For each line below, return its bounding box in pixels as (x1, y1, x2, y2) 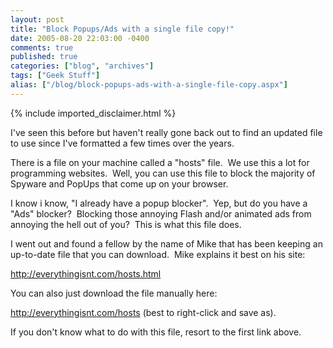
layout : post (10, 14, 65, 25)
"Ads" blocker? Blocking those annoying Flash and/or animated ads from (10, 207, 312, 220)
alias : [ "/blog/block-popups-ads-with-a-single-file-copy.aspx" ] (10, 80, 288, 90)
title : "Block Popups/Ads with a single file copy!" (10, 24, 235, 34)
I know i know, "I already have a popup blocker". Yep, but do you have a (10, 197, 308, 209)
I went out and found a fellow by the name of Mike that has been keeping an (10, 237, 323, 250)
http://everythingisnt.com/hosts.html (10, 267, 162, 280)
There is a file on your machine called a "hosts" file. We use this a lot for (10, 156, 310, 168)
